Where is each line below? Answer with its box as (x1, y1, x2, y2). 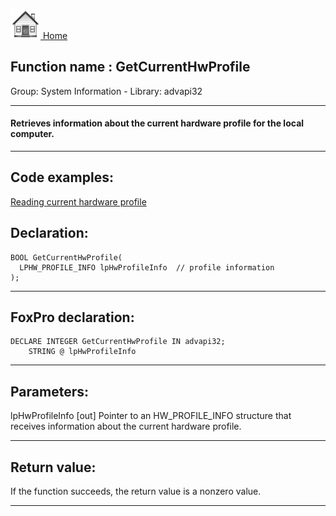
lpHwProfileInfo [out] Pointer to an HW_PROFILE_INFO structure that (10, 410, 292, 422)
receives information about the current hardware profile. (10, 420, 242, 433)
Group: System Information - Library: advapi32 (10, 85, 203, 97)
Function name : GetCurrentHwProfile (10, 59, 251, 76)
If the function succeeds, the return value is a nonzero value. (10, 485, 262, 498)
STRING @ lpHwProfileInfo (28, 347, 137, 357)
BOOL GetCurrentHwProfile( (10, 252, 123, 263)
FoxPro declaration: (10, 309, 135, 326)
